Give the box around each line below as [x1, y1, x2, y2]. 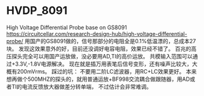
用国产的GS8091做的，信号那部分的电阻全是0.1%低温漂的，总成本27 [24, 37, 197, 44]
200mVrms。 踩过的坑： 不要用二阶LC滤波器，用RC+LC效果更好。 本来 [16, 67, 197, 75]
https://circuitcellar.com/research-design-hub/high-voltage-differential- [6, 30, 188, 37]
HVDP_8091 [6, 4, 68, 18]
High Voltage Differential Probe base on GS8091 [6, 24, 127, 31]
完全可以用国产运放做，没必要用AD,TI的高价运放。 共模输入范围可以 [22, 52, 193, 60]
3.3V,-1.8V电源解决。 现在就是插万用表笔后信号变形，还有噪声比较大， [15, 60, 192, 67]
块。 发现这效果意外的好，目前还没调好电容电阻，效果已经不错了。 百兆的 [6, 45, 191, 52]
